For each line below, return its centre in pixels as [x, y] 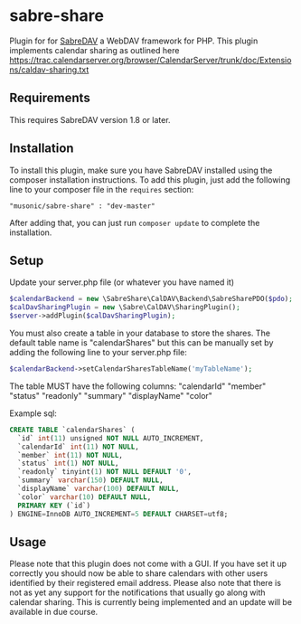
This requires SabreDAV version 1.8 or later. [90, 119]
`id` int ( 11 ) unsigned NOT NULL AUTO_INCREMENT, [111, 438]
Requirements [50, 98]
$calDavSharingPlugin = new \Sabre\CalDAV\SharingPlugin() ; [125, 307]
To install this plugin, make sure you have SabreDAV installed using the [141, 170]
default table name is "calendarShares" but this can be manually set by [141, 343]
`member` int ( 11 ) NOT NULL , [71, 455]
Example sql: [33, 413]
